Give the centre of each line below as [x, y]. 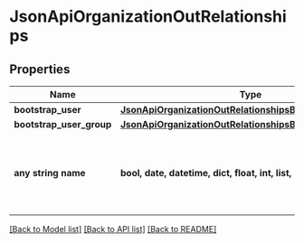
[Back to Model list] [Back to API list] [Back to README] [113, 229]
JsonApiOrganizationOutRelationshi [148, 17]
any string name [50, 173]
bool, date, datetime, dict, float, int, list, [206, 173]
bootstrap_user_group [63, 124]
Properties [40, 69]
